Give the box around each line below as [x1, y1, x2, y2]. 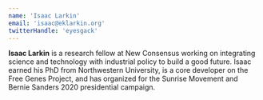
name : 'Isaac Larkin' [8, 11, 81, 20]
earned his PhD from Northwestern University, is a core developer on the [8, 66, 249, 75]
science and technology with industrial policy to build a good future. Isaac [8, 57, 252, 66]
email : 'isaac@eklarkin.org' [8, 19, 106, 27]
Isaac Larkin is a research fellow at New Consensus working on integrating [8, 49, 256, 58]
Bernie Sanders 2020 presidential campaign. [8, 82, 156, 92]
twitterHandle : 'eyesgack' [8, 26, 98, 34]
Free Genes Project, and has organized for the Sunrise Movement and [8, 74, 238, 84]
